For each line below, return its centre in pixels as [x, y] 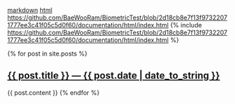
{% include [186, 25]
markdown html [30, 10]
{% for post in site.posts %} [47, 53]
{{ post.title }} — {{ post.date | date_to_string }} [114, 76]
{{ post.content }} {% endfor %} [53, 92]
